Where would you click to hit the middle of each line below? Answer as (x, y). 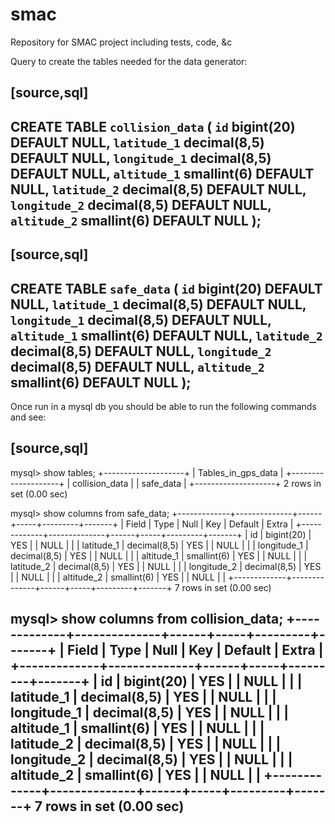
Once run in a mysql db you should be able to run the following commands (163, 406)
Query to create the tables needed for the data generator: (129, 61)
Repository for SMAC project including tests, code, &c (121, 42)
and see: (28, 417)
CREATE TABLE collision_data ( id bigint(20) (153, 126)
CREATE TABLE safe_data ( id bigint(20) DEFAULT (166, 288)
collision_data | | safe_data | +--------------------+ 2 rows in (197, 483)
